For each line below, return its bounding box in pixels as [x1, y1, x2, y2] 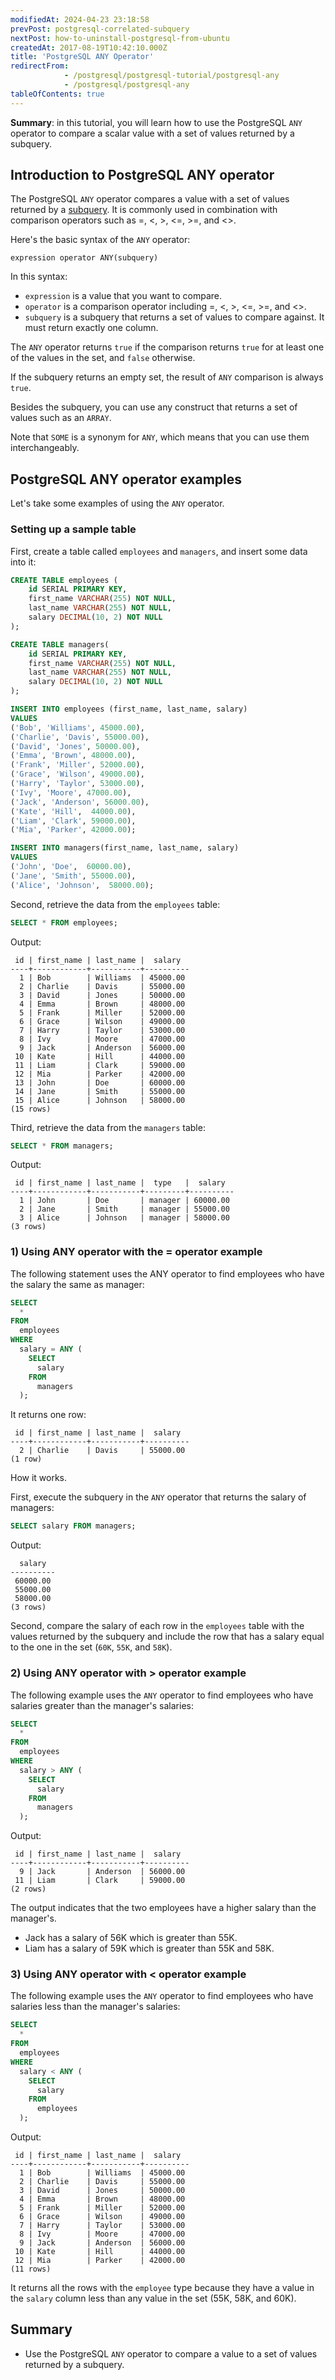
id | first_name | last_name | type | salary [14, 1178, 226, 1188]
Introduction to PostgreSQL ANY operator [10, 167, 275, 184]
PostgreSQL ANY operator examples [10, 471, 243, 488]
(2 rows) [10, 1884, 47, 1895]
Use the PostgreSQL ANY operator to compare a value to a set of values [24, 2347, 318, 2360]
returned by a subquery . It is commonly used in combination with [10, 204, 278, 216]
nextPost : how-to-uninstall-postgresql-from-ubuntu [10, 33, 230, 43]
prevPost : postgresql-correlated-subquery [10, 24, 190, 34]
